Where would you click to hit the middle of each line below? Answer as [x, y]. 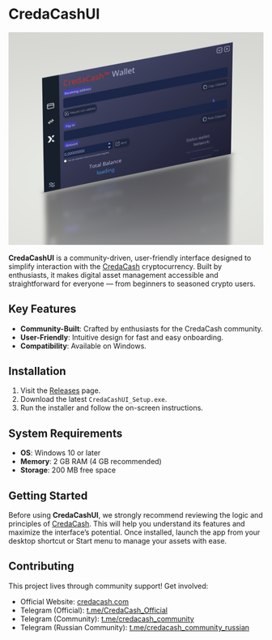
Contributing [41, 567]
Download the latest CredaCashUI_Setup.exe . [93, 399]
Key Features [42, 309]
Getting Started [48, 495]
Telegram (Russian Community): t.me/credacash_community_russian [134, 627]
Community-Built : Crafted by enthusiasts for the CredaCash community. [141, 328]
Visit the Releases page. [60, 390]
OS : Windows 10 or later [60, 453]
